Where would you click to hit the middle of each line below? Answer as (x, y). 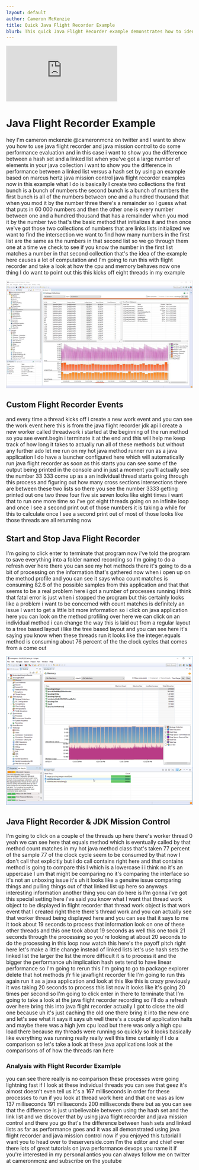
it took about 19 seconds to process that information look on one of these (95, 925)
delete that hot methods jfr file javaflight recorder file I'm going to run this (96, 975)
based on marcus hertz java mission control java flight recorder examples (96, 178)
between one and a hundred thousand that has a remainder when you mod (97, 216)
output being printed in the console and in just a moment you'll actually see (98, 469)
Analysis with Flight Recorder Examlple (64, 1066)
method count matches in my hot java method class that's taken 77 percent (98, 849)
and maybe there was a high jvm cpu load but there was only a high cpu (94, 1026)
